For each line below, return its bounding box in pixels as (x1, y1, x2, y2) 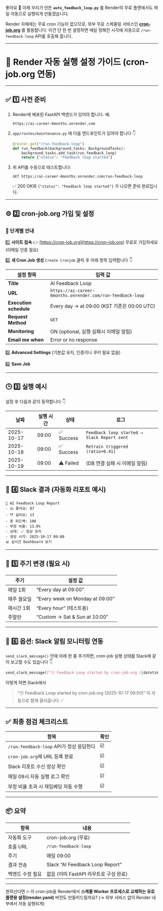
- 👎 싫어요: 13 (5, 512, 34, 517)
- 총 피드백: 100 (5, 519, 37, 523)
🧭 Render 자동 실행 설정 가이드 (5, 57, 121, 67)
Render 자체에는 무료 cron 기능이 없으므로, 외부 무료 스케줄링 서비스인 (5, 21, 138, 27)
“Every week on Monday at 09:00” (36, 595, 115, 602)
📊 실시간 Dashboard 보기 (5, 539, 52, 544)
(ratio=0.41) (86, 449, 116, 454)
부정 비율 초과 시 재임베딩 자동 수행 (8, 783, 83, 790)
